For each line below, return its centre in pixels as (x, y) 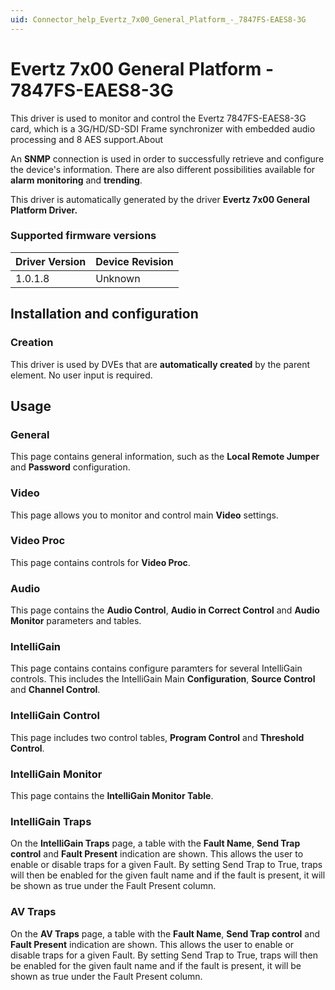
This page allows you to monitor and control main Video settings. (144, 515)
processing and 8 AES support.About (87, 139)
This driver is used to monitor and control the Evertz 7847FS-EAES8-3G (158, 118)
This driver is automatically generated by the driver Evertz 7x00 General (160, 199)
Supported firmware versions (83, 236)
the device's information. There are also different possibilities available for (163, 169)
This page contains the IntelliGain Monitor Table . (112, 796)
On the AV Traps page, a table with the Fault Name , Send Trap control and (165, 933)
